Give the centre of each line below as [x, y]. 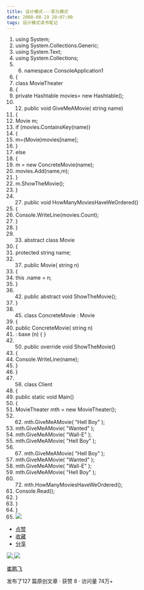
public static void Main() [45, 397]
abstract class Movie [49, 240]
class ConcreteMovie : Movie [59, 315]
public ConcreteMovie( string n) [54, 328]
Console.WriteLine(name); [47, 359]
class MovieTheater [39, 83]
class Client [38, 384]
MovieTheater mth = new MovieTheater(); [66, 410]
